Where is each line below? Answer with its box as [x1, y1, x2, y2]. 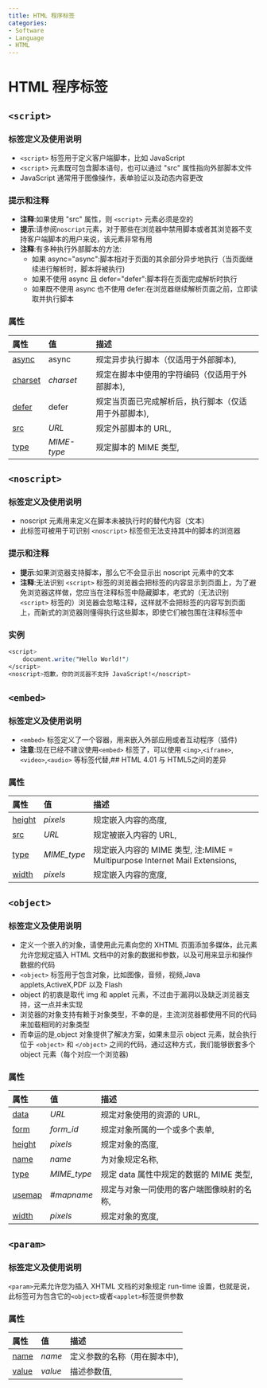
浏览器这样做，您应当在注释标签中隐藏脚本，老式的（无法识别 [26, 587, 229, 597]
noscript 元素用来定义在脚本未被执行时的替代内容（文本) [19, 516, 205, 526]
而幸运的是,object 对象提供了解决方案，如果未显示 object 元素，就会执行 [19, 1030, 257, 1039]
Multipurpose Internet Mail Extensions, [92, 855, 237, 866]
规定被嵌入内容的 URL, [92, 830, 177, 841]
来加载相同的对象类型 [19, 1020, 90, 1030]
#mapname [50, 1190, 94, 1201]
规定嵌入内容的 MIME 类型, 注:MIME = [92, 845, 234, 856]
